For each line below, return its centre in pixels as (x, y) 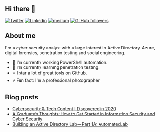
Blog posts (21, 97)
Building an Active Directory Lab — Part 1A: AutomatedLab (70, 124)
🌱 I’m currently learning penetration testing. (56, 67)
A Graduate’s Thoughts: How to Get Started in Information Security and (83, 114)
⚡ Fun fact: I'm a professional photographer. (56, 80)
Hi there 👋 (20, 9)
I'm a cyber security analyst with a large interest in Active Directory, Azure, (80, 48)
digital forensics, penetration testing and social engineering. (65, 53)
